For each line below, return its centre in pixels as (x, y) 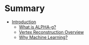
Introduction (24, 22)
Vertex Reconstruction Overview (51, 32)
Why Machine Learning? (43, 37)
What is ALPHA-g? (37, 27)
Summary (25, 8)
